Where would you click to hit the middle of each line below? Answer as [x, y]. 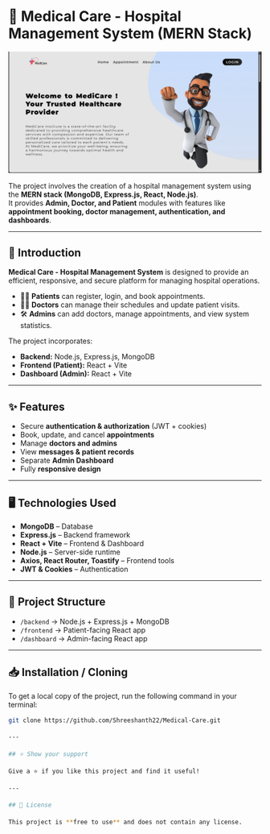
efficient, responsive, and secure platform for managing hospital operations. [134, 280]
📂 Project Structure [57, 602]
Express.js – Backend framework [75, 535]
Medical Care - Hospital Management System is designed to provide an [129, 272]
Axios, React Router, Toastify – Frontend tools [97, 561]
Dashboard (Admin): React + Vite [76, 374]
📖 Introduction [45, 253]
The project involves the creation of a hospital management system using [130, 185]
